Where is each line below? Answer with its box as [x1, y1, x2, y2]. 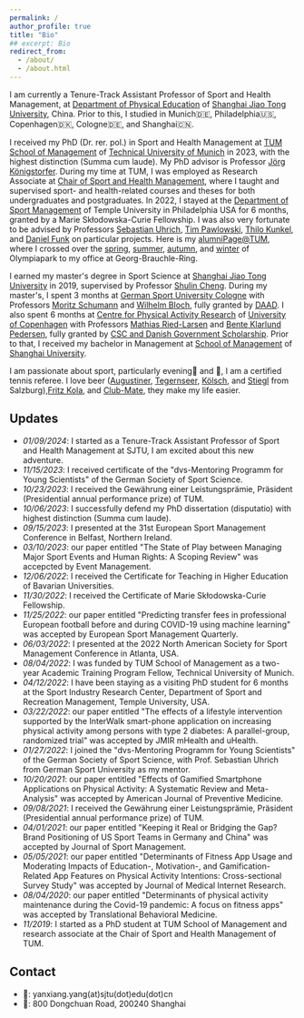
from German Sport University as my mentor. [22, 763, 191, 774]
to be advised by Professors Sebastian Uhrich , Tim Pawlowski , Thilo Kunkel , [9, 224, 294, 235]
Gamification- [219, 861, 270, 872]
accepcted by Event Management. [22, 560, 152, 571]
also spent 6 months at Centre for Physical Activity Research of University [9, 308, 287, 319]
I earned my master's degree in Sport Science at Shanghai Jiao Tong [9, 270, 267, 281]
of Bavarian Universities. [22, 580, 115, 591]
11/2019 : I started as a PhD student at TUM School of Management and [22, 918, 288, 929]
